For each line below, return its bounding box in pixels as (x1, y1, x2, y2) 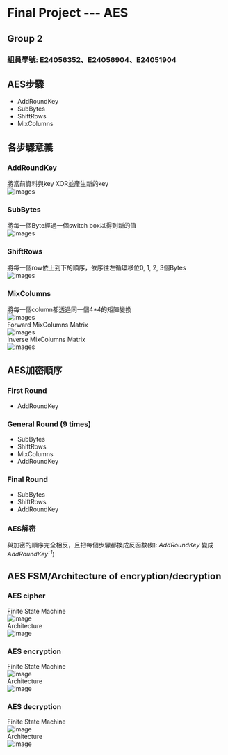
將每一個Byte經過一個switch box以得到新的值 (7, 221, 137, 230)
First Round (7, 386, 47, 396)
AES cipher (7, 591, 46, 600)
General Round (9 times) (7, 419, 92, 429)
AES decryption (7, 702, 62, 712)
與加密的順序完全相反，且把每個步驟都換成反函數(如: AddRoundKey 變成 (7, 541, 214, 550)
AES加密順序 (7, 364, 63, 377)
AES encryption (7, 646, 62, 656)
